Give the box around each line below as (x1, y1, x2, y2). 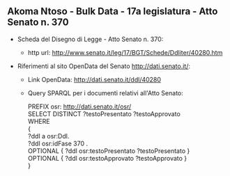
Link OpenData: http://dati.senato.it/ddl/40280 (27, 75, 162, 83)
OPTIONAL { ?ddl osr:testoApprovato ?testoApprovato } (27, 154, 187, 162)
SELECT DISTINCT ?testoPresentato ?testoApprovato (27, 109, 181, 118)
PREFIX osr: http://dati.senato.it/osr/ (27, 102, 132, 111)
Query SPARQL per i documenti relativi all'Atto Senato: (27, 88, 183, 97)
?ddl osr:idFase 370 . (27, 139, 89, 147)
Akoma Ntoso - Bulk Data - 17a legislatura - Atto (7, 6, 218, 17)
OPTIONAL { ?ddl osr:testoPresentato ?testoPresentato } (27, 146, 190, 155)
